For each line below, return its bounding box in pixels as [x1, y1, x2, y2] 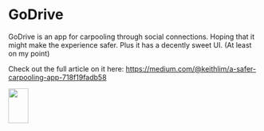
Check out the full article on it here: [8, 64, 124, 73]
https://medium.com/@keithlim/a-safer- [125, 64, 257, 73]
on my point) [8, 48, 50, 58]
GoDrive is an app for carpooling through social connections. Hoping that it [8, 32, 255, 41]
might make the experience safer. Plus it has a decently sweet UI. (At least [8, 40, 252, 49]
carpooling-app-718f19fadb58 [8, 72, 107, 82]
